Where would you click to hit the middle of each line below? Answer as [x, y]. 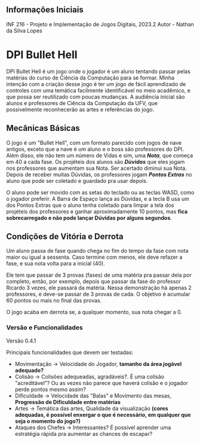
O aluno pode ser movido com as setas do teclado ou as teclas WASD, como [100, 192]
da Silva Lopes [24, 30]
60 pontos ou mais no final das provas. [54, 301]
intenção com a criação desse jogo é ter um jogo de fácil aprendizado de [96, 84]
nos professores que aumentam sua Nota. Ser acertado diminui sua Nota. [96, 168]
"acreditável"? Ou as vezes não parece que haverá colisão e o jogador [101, 383]
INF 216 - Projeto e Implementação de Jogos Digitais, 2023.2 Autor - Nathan [100, 24]
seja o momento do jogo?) [47, 421]
